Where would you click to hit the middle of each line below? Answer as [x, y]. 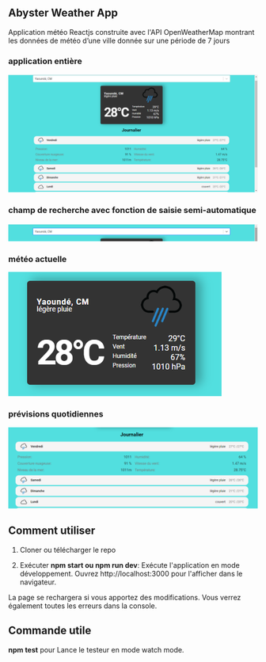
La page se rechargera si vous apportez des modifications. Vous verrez [125, 597]
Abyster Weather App [63, 13]
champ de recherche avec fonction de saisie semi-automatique [132, 211]
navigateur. [38, 582]
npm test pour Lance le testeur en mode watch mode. [96, 649]
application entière [45, 61]
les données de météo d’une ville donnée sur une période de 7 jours [119, 40]
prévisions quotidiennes [56, 414]
